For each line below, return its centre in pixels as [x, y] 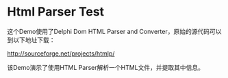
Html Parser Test [56, 12]
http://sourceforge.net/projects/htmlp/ [61, 53]
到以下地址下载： [31, 40]
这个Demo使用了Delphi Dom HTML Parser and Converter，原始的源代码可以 [114, 31]
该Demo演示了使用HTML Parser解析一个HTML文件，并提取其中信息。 [105, 67]
